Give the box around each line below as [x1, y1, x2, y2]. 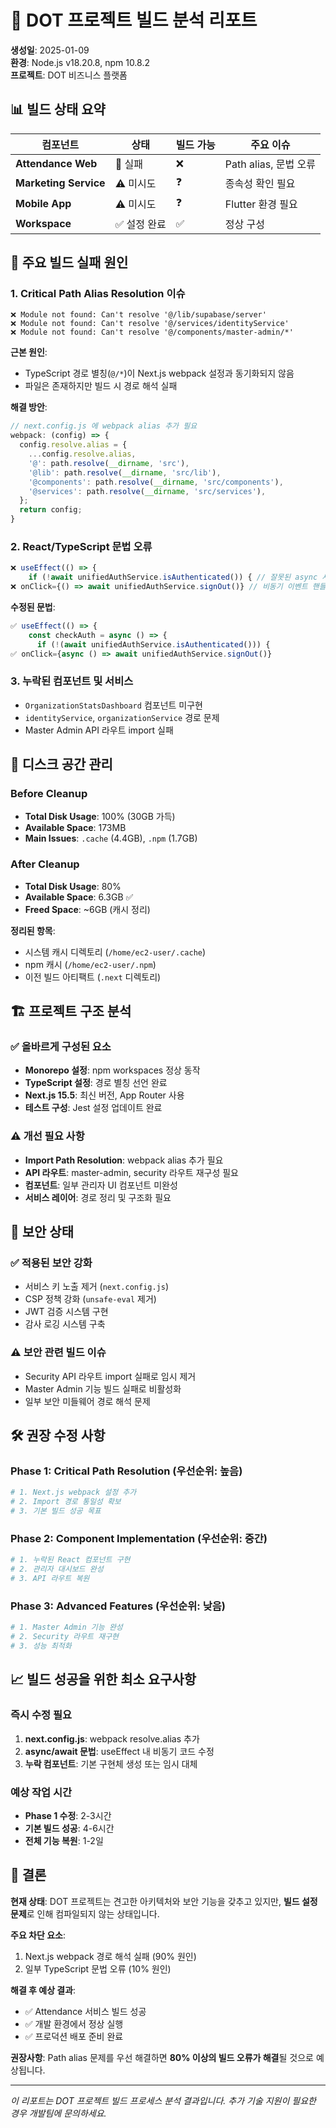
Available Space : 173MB [24, 822, 127, 834]
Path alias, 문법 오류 [224, 157, 316, 171]
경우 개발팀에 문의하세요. [10, 2107, 107, 2119]
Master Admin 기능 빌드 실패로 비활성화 [24, 1382, 182, 1395]
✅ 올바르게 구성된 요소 [10, 1040, 112, 1054]
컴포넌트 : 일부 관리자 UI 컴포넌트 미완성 [24, 1179, 178, 1191]
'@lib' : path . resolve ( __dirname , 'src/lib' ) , [28, 467, 222, 478]
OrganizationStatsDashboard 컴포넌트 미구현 [24, 699, 203, 711]
